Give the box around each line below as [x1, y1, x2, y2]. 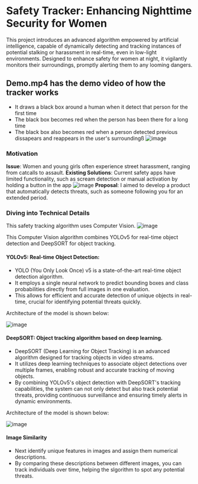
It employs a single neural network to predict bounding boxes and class [14, 279, 189, 286]
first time [14, 109, 37, 116]
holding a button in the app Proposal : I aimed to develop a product [6, 182, 190, 189]
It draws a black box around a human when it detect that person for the [14, 103, 188, 110]
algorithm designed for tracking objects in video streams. [14, 354, 154, 361]
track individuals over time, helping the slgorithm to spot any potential [14, 466, 185, 473]
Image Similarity [6, 434, 47, 441]
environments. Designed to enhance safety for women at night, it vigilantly [6, 55, 187, 62]
